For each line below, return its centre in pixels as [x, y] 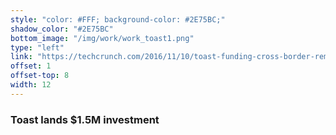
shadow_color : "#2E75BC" [62, 29]
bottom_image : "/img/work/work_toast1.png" [102, 38]
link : [21, 57]
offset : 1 [31, 66]
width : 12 [31, 85]
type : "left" [37, 47]
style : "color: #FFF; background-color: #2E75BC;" [118, 19]
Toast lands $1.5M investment [85, 119]
